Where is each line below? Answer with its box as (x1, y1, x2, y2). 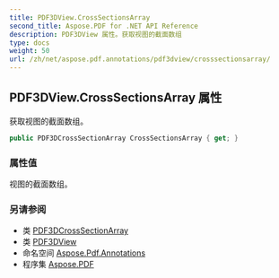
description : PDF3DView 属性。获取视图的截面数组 (9, 30, 182, 39)
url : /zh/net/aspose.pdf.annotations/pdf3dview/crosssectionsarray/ (9, 55, 271, 64)
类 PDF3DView (22, 237, 77, 248)
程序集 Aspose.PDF (22, 259, 94, 270)
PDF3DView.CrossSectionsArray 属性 (9, 91, 222, 106)
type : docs (9, 38, 50, 48)
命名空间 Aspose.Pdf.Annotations (22, 248, 146, 258)
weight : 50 (9, 47, 50, 56)
